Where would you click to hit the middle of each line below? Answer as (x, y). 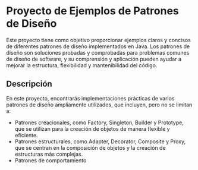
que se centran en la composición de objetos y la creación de (90, 147)
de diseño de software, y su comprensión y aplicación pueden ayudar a (94, 59)
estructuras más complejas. (49, 154)
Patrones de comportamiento (51, 160)
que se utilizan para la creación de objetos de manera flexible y (92, 128)
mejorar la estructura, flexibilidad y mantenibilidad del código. (82, 65)
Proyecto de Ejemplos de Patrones (93, 11)
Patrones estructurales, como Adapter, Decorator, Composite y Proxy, (100, 141)
